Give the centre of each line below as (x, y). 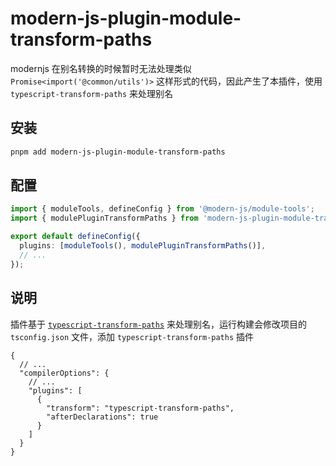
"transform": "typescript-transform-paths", (140, 408)
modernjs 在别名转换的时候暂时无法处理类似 (101, 68)
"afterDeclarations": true (102, 417)
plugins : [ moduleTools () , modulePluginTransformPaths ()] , (143, 246)
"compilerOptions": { (64, 373)
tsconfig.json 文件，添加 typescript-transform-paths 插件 (132, 336)
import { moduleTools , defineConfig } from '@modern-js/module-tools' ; (162, 209)
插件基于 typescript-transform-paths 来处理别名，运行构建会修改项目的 (159, 324)
